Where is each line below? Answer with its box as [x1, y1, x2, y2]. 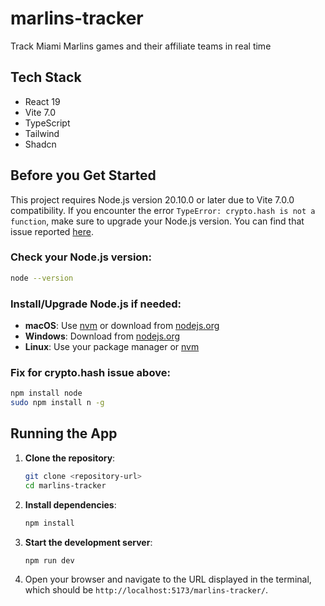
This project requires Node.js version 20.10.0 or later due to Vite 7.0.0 [10, 193, 295, 206]
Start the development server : [24, 536, 153, 548]
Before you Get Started [10, 167, 157, 184]
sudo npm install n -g [10, 398, 105, 408]
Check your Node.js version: [10, 250, 153, 264]
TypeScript [24, 117, 71, 129]
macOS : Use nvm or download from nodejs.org [24, 320, 220, 332]
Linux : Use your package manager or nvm [24, 341, 200, 353]
